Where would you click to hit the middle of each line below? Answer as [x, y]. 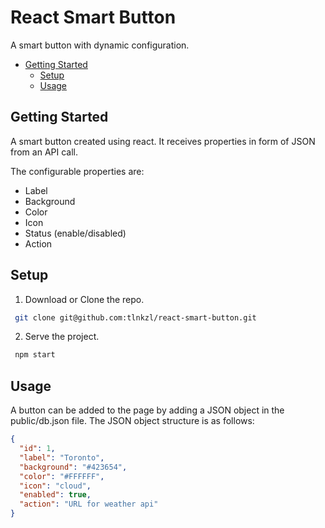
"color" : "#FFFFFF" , [62, 476]
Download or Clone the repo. [84, 299]
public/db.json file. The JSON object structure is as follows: [132, 421]
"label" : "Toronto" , [62, 457]
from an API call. [44, 152]
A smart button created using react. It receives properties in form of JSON [163, 141]
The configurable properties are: [77, 171]
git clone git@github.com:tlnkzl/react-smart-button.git [135, 317]
